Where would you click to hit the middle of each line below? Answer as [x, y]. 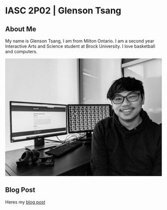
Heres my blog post [25, 202]
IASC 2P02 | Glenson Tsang [63, 11]
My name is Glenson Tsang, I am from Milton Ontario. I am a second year [80, 41]
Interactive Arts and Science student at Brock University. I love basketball [80, 46]
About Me [21, 29]
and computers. [21, 52]
